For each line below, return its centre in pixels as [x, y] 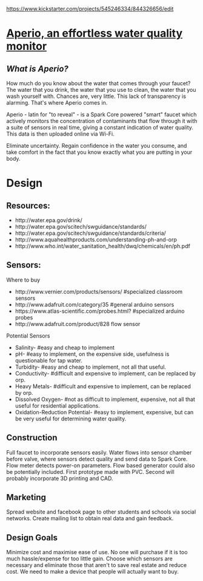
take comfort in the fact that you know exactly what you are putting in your [99, 152]
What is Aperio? [37, 68]
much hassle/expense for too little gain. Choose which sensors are [89, 558]
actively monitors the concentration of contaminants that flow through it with [102, 121]
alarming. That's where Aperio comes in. [57, 103]
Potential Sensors [28, 336]
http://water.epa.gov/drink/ [49, 220]
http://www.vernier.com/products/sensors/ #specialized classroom [99, 291]
